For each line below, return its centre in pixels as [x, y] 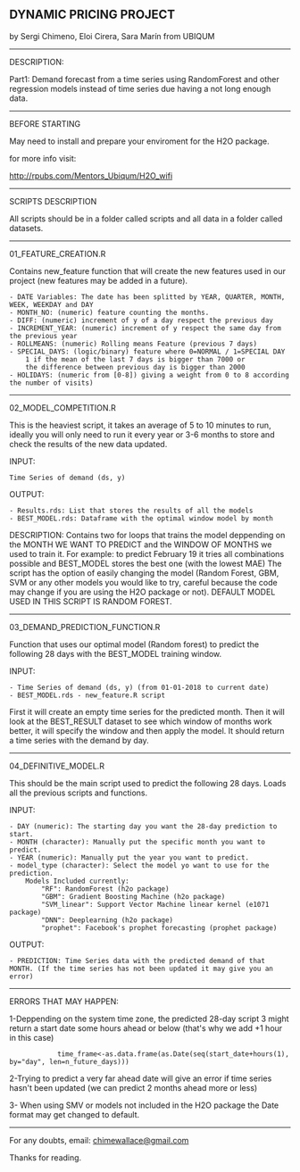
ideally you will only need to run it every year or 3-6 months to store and [142, 434]
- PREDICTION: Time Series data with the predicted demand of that [137, 960]
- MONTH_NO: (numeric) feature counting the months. [109, 312]
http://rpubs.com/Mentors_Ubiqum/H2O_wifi [91, 175]
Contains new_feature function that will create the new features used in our [147, 270]
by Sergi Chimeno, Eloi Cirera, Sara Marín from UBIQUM [112, 36]
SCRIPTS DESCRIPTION [53, 201]
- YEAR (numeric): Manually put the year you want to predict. [129, 857]
